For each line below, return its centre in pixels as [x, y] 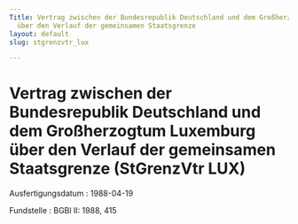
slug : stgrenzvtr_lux [49, 42]
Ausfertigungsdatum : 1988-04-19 [71, 193]
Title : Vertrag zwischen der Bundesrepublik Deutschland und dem [132, 17]
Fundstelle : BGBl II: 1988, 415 [63, 211]
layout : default [39, 34]
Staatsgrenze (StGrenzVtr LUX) [128, 169]
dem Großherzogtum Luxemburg [133, 131]
